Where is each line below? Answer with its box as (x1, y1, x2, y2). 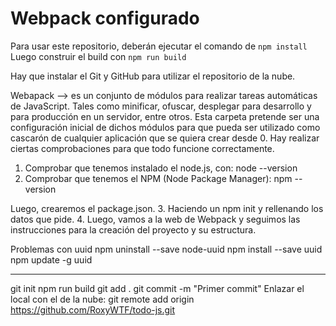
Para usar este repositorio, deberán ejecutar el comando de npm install (10, 40, 308, 52)
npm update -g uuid (10, 253, 93, 266)
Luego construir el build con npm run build (10, 50, 187, 62)
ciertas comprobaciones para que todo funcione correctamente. (10, 142, 275, 154)
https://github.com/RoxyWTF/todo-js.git (10, 303, 176, 316)
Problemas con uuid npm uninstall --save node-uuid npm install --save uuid (10, 243, 323, 255)
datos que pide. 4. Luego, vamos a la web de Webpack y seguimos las (10, 213, 301, 225)
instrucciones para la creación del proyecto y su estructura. (10, 223, 257, 236)
